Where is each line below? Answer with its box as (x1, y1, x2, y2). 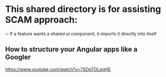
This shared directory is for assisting (5, 3, 161, 15)
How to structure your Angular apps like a (5, 45, 137, 53)
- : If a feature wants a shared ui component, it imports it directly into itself (5, 30, 157, 36)
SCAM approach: (5, 14, 78, 25)
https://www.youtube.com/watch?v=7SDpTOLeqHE (5, 66, 111, 72)
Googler (5, 53, 31, 61)
